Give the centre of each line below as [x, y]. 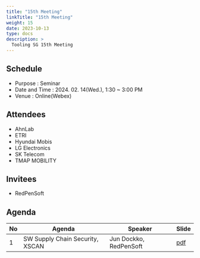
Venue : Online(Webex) [43, 96]
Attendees [26, 114]
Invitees [21, 179]
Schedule [24, 69]
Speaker [140, 229]
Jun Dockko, [127, 239]
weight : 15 [20, 23]
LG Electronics [32, 148]
